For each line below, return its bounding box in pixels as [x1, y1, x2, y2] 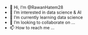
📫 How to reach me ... [9, 25, 55, 30]
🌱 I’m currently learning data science [9, 15, 83, 20]
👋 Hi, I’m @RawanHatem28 [9, 5, 64, 10]
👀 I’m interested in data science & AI [9, 9, 82, 15]
